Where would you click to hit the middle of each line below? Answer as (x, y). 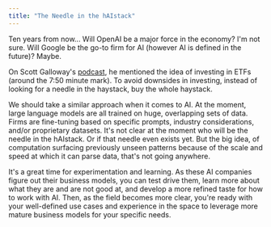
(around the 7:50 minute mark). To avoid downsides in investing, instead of (133, 80)
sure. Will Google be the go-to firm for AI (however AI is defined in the (125, 47)
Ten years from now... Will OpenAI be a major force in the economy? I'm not (134, 39)
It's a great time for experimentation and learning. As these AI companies (130, 171)
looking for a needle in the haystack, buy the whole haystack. (110, 89)
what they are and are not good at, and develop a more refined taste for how (135, 189)
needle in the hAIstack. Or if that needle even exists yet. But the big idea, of (134, 139)
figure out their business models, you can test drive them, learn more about (134, 180)
